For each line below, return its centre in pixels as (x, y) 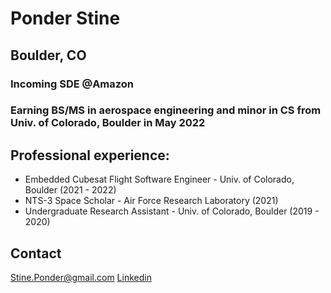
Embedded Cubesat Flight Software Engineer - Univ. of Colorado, (159, 179)
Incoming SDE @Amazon (72, 84)
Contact (36, 253)
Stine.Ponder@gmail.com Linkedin (81, 278)
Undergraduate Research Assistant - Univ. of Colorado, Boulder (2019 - (172, 211)
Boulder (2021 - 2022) (70, 190)
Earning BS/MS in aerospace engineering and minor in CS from (166, 110)
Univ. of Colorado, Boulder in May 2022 (108, 123)
